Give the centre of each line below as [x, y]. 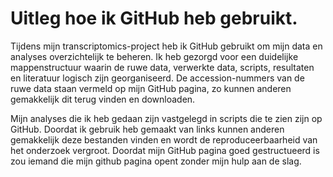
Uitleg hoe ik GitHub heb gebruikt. [154, 18]
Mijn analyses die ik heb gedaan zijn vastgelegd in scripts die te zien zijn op [166, 118]
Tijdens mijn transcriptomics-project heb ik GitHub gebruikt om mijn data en [166, 46]
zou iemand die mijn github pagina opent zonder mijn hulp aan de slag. [156, 161]
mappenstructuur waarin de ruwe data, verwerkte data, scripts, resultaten [162, 67]
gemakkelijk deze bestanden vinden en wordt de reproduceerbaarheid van [164, 139]
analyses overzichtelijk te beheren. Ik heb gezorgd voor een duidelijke [154, 56]
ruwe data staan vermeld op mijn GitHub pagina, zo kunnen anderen [151, 88]
